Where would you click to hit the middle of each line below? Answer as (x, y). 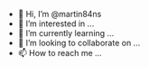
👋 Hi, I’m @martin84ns (60, 14)
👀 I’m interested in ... (56, 24)
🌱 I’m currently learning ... (66, 33)
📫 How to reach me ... (60, 53)
